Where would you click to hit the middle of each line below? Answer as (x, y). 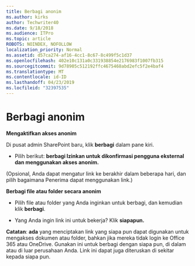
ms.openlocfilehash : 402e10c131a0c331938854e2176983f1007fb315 (85, 60)
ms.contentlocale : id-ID (36, 77)
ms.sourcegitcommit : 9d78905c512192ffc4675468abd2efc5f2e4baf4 (85, 66)
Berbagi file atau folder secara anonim (54, 191)
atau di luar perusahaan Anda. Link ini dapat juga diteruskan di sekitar (90, 250)
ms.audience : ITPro (30, 33)
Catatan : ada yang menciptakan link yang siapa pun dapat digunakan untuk (97, 231)
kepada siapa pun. (28, 257)
